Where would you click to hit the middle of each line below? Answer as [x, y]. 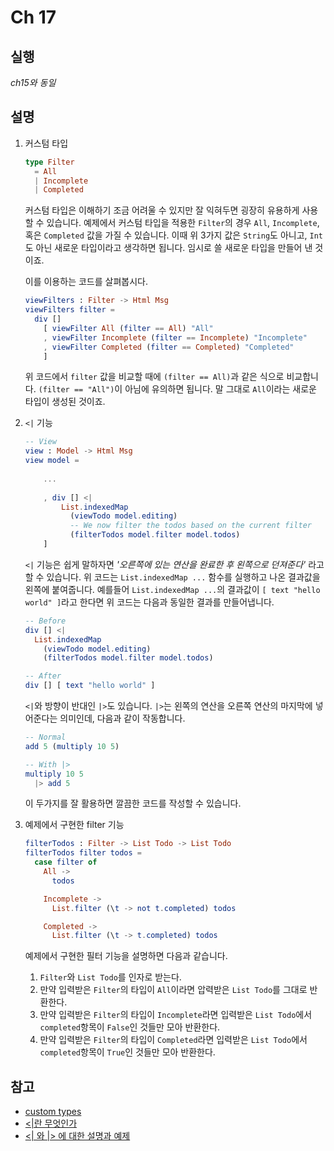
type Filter [49, 162]
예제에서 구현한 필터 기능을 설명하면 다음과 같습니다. [126, 956]
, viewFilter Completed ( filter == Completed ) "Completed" [169, 347]
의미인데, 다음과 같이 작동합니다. [122, 718]
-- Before [45, 621]
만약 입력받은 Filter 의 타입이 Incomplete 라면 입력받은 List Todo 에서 [176, 1015]
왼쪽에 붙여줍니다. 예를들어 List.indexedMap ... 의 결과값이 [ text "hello [172, 589]
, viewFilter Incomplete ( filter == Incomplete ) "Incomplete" [175, 337]
